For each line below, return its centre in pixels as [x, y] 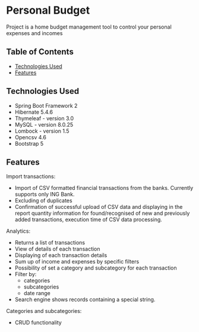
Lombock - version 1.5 [42, 131]
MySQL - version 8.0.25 [44, 124]
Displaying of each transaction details [61, 255]
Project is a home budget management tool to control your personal [89, 27]
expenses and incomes [34, 33]
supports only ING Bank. [45, 195]
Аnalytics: [18, 231]
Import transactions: [31, 177]
